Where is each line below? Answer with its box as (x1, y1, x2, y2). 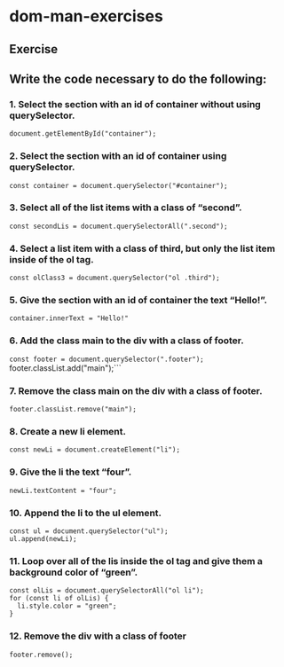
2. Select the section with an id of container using (9, 150, 227, 162)
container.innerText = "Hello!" (9, 314, 129, 323)
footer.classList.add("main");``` (9, 362, 122, 373)
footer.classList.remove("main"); (9, 405, 138, 414)
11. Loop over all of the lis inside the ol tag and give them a (9, 554, 264, 567)
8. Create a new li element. (9, 425, 127, 437)
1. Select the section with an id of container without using (9, 98, 262, 110)
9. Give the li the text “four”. (9, 466, 132, 478)
